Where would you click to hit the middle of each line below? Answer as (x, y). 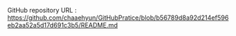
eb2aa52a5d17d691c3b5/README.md (63, 25)
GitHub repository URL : (42, 10)
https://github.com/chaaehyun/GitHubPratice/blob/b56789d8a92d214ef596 (118, 18)
